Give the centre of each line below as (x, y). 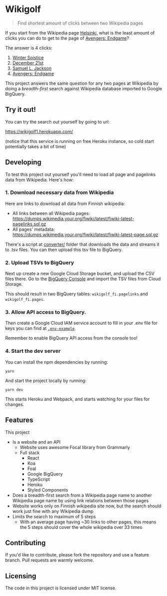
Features (19, 420)
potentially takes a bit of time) (36, 146)
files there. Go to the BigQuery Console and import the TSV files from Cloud (83, 279)
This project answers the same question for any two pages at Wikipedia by (82, 83)
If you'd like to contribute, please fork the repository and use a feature (77, 555)
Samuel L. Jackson (32, 68)
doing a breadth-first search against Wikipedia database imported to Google (83, 88)
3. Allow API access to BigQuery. (46, 312)
